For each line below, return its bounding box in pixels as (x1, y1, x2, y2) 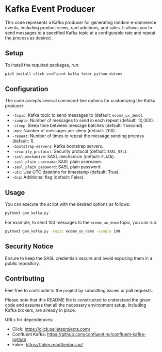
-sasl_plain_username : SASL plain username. (12, 159, 102, 165)
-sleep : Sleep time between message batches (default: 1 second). (12, 123, 144, 128)
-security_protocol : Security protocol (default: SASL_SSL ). (12, 148, 128, 154)
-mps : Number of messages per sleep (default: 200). (12, 128, 116, 134)
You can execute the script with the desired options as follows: (5, 201, 130, 207)
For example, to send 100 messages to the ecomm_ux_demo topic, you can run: (5, 220, 158, 226)
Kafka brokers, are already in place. (5, 307, 76, 313)
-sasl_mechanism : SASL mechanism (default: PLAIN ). (12, 154, 115, 159)
